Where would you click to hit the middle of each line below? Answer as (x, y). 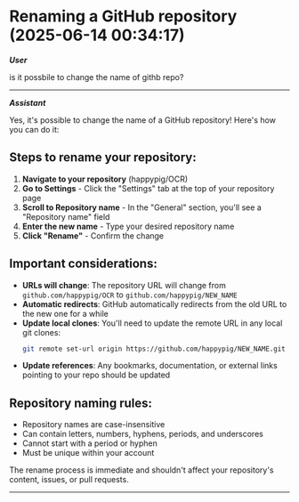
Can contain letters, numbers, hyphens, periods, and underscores (143, 434)
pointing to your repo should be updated (96, 375)
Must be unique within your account (88, 453)
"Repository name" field (66, 216)
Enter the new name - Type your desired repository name (128, 226)
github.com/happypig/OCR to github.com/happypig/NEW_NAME (129, 295)
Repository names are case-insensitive (93, 425)
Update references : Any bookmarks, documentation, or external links (149, 366)
